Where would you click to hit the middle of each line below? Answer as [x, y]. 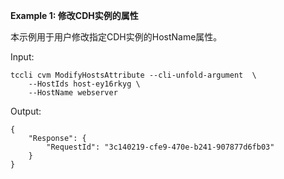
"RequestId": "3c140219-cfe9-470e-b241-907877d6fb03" [160, 147]
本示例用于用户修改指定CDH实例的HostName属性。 [116, 37]
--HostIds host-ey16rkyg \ [84, 84]
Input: [22, 57]
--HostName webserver [73, 93]
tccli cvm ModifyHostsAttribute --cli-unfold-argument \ [133, 75]
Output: [26, 111]
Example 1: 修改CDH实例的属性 [74, 15]
